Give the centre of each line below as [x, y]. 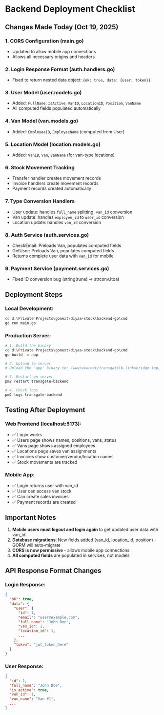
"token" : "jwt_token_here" [41, 644]
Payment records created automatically [52, 188]
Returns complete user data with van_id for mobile [63, 256]
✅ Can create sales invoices [41, 496]
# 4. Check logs [21, 390]
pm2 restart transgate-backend [37, 382]
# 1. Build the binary [28, 346]
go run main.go [20, 323]
